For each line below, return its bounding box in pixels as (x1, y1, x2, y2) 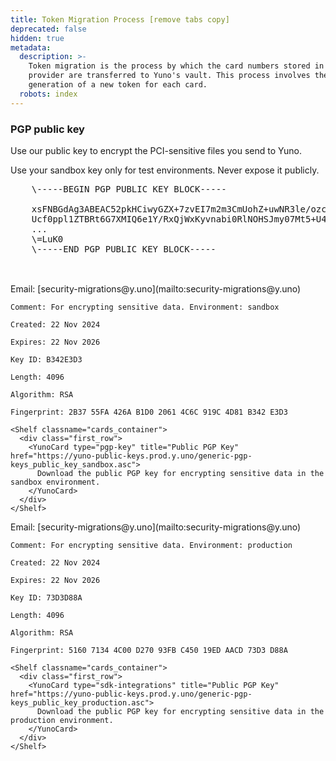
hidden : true (10, 33, 65, 43)
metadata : (10, 42, 52, 53)
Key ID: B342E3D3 (10, 354, 83, 365)
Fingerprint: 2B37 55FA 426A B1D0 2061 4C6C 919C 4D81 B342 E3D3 (10, 407, 288, 417)
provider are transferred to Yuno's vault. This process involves (28, 71, 311, 81)
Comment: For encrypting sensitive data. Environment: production (10, 540, 293, 550)
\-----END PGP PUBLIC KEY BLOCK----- (31, 243, 217, 255)
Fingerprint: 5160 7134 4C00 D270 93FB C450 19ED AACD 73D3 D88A (10, 645, 288, 655)
